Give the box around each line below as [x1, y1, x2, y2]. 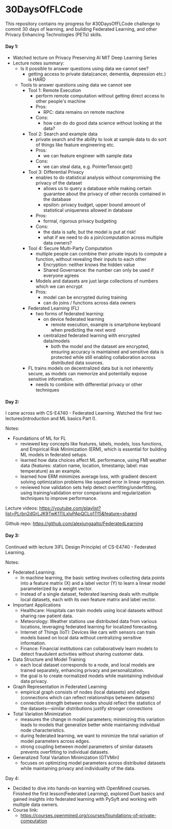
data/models [43, 338, 70, 344]
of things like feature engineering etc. [35, 142, 115, 148]
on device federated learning [43, 316, 104, 322]
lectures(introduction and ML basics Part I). [5, 415, 97, 421]
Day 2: [5, 398, 19, 405]
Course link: [12, 806, 38, 813]
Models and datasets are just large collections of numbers [35, 278, 159, 284]
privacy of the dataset [35, 180, 82, 186]
